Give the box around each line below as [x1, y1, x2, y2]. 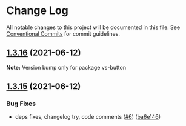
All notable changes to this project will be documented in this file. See [6, 24, 181, 31]
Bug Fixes [6, 99, 36, 108]
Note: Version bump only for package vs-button [6, 64, 126, 71]
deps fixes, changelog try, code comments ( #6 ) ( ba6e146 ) [15, 113, 161, 121]
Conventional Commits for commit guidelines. [6, 30, 120, 37]
